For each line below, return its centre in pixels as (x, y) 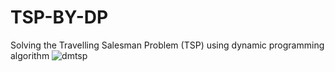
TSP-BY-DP (59, 17)
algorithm (30, 55)
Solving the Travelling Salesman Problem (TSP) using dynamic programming (167, 45)
